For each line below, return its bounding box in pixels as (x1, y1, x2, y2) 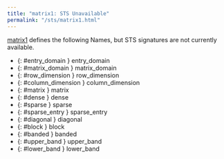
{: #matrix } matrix (17, 86, 69, 94)
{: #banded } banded (17, 129, 77, 138)
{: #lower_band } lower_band (17, 144, 100, 153)
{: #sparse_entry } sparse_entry (17, 108, 108, 116)
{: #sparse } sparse (17, 100, 73, 109)
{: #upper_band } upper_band (17, 137, 102, 145)
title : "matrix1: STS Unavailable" (7, 10, 110, 17)
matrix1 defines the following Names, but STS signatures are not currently (7, 35, 218, 44)
